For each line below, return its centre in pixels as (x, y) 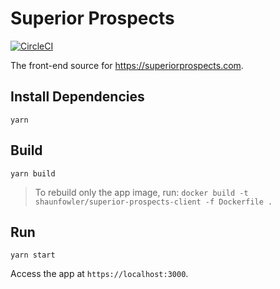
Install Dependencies (77, 97)
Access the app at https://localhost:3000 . (99, 274)
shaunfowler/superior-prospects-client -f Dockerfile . (153, 202)
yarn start (33, 255)
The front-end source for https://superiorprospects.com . (127, 65)
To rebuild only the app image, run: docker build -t (141, 192)
